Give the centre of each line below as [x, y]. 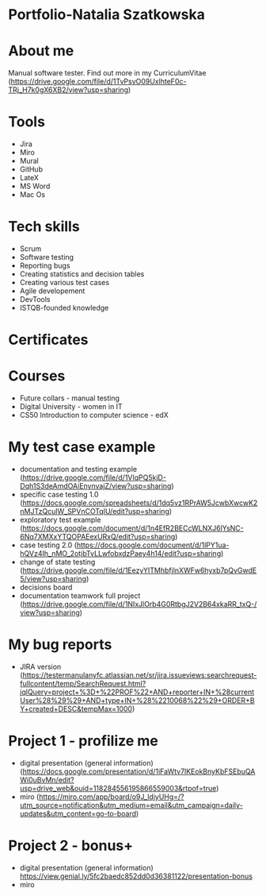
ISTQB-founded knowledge [64, 308]
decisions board [46, 587]
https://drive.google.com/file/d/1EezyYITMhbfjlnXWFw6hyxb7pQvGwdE [140, 570]
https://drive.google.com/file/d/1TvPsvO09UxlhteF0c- [99, 82]
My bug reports [60, 645]
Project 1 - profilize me [83, 741]
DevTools [35, 299]
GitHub [31, 169]
